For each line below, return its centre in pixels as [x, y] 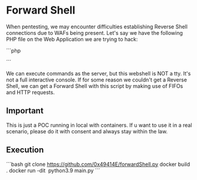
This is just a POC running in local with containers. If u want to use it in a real [99, 125]
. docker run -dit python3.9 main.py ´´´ [53, 170]
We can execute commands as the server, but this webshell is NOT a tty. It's [98, 73]
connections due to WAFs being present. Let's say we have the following [94, 32]
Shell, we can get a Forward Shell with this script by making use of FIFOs [95, 86]
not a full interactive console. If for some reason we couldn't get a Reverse [97, 80]
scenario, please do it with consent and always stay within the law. [87, 131]
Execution [25, 150]
